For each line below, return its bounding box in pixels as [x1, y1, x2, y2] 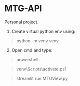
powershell [16, 56, 39, 62]
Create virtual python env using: [11, 28, 76, 34]
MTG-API [4, 3, 42, 14]
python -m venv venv [16, 37, 59, 44]
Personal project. [4, 19, 39, 25]
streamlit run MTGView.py [16, 75, 68, 81]
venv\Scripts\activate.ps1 [16, 66, 67, 72]
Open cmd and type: [11, 47, 53, 53]
